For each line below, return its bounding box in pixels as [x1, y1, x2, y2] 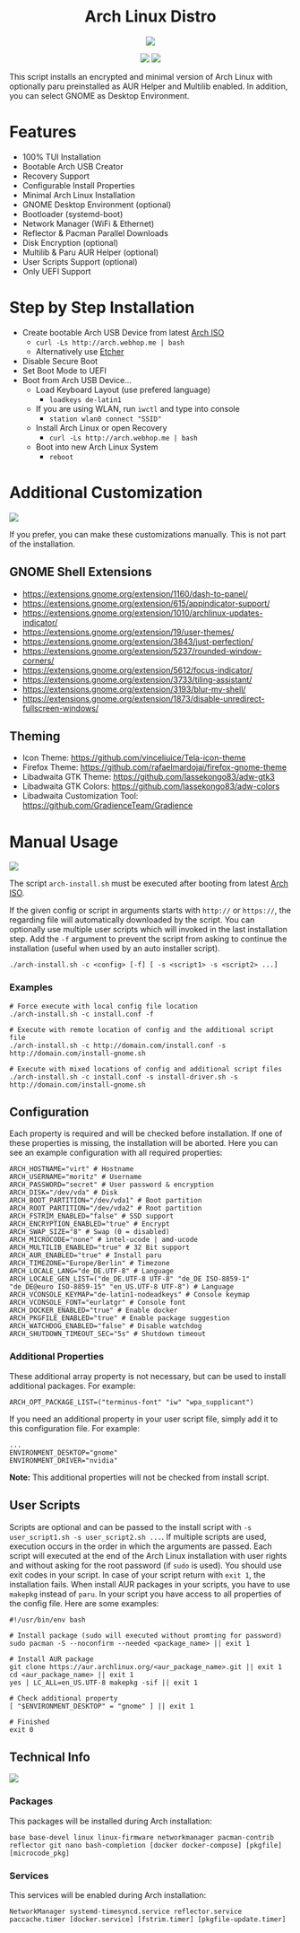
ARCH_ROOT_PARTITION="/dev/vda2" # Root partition [9, 1204, 202, 1213]
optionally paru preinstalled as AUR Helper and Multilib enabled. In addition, [9, 81, 288, 92]
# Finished [9, 1717, 50, 1727]
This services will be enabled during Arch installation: [9, 1889, 207, 1900]
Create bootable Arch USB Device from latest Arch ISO [21, 327, 225, 337]
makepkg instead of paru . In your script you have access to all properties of [9, 1588, 282, 1599]
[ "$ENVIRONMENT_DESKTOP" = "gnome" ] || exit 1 [9, 1701, 194, 1710]
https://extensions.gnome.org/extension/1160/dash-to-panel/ [21, 588, 248, 599]
